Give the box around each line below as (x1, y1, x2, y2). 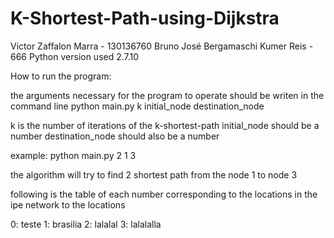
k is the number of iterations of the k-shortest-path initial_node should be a (10, 119, 320, 131)
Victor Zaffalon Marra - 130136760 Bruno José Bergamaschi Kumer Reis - (10, 40, 314, 52)
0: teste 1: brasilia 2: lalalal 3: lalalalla (10, 218, 162, 230)
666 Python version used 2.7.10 (10, 50, 140, 62)
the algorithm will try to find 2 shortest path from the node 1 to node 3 (10, 168, 298, 181)
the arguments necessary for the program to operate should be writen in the (10, 89, 325, 101)
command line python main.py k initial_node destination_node (10, 100, 265, 112)
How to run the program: (10, 70, 112, 82)
